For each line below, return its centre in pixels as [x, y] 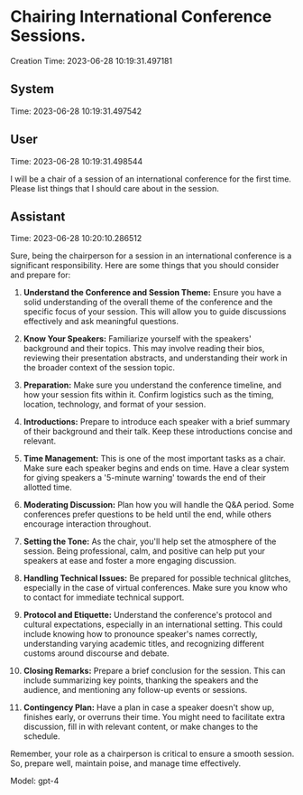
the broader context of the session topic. [99, 368]
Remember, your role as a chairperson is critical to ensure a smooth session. [152, 754]
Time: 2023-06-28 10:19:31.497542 [76, 111]
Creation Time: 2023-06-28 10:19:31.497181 [92, 61]
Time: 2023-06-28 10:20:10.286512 [76, 238]
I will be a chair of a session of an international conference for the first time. [151, 179]
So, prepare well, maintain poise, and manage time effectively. [126, 763]
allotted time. [47, 487]
